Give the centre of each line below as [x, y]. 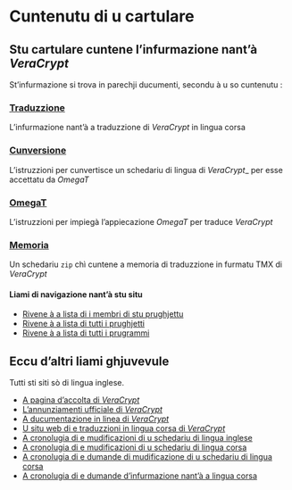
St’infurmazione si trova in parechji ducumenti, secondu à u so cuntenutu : [146, 85]
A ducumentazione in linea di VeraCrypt [96, 419]
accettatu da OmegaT [49, 179]
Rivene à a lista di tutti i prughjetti [83, 324]
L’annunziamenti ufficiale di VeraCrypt [92, 410]
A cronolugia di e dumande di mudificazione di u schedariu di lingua [147, 457]
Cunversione [38, 151]
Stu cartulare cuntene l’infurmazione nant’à [133, 50]
